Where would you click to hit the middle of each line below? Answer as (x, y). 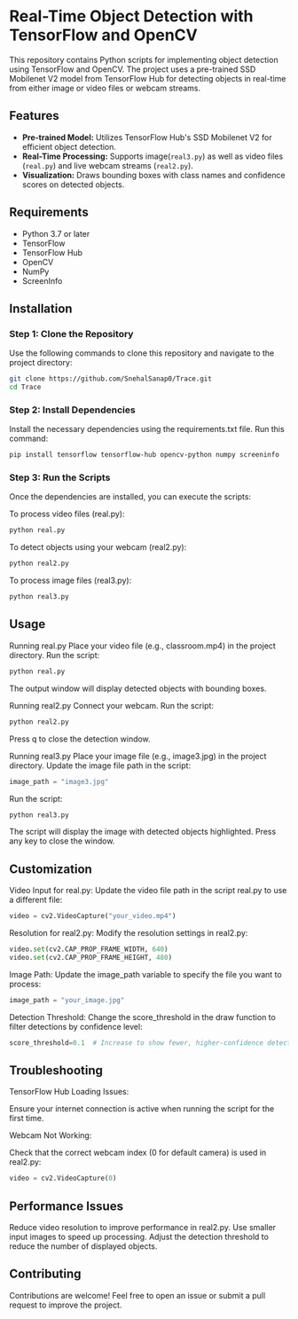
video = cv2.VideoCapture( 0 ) (63, 1178)
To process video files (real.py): (67, 514)
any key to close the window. (62, 841)
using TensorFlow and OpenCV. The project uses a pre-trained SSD (133, 69)
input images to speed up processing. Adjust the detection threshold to (139, 1237)
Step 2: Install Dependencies (72, 410)
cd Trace (25, 388)
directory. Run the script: (55, 655)
